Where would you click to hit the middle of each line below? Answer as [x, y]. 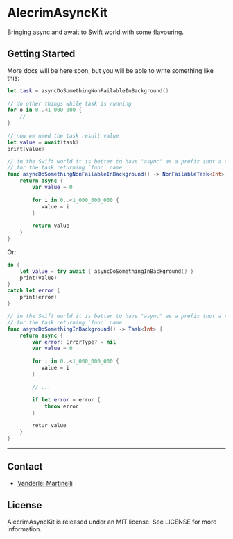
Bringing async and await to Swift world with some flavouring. [95, 32]
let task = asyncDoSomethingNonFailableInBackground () [88, 91]
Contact [25, 467]
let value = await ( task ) [43, 142]
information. [25, 529]
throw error [61, 407]
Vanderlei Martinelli [45, 483]
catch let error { [34, 291]
